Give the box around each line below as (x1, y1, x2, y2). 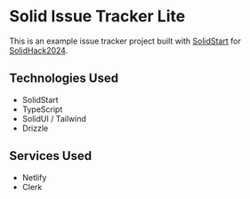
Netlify (21, 171, 47, 183)
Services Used (9, 148, 92, 163)
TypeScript (21, 104, 63, 115)
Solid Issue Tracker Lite (9, 6, 186, 27)
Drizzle (21, 123, 49, 133)
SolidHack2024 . (9, 44, 69, 55)
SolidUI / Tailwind (21, 113, 86, 123)
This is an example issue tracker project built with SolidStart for (9, 36, 242, 46)
